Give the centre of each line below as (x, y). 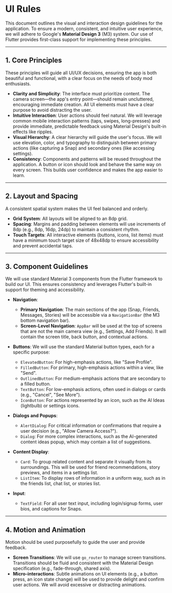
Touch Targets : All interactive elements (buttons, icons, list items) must (88, 235)
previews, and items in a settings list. (59, 473)
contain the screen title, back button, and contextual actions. (84, 337)
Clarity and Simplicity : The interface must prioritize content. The (81, 93)
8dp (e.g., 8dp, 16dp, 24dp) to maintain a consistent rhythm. (76, 229)
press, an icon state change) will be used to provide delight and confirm (89, 579)
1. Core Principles (34, 60)
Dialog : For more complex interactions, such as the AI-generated (89, 437)
